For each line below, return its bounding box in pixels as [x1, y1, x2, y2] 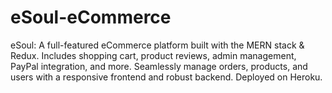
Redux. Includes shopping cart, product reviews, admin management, [10, 49, 297, 61]
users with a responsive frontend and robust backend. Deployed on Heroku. [10, 71, 323, 83]
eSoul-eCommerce [10, 6, 172, 29]
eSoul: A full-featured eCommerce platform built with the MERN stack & [10, 39, 305, 51]
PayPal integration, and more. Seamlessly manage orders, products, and [10, 60, 308, 72]
